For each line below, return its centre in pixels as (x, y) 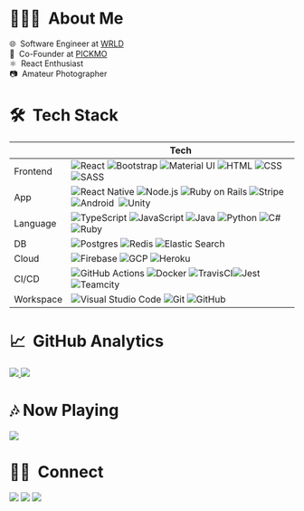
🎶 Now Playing (64, 410)
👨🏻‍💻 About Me (66, 19)
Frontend (33, 171)
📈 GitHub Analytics (87, 341)
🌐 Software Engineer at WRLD (67, 43)
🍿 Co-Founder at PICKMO (58, 53)
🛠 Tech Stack (64, 116)
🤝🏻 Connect (57, 472)
